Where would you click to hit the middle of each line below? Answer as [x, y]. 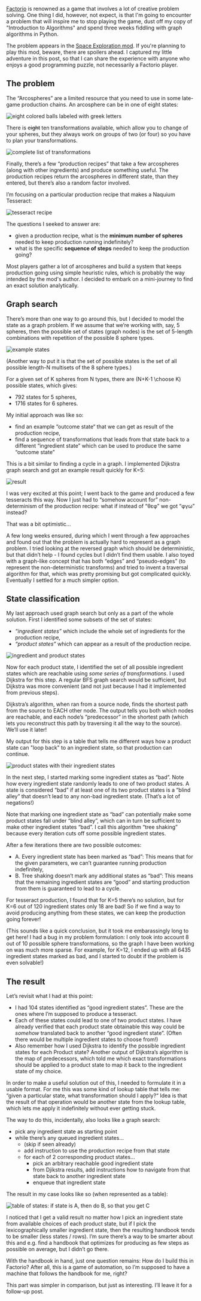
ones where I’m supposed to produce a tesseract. [76, 1014]
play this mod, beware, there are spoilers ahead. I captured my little [89, 52]
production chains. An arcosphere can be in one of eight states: [100, 104]
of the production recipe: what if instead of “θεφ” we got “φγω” [116, 506]
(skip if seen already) [50, 1145]
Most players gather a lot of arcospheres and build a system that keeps [94, 266]
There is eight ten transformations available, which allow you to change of [97, 128]
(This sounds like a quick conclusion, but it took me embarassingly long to [98, 931]
